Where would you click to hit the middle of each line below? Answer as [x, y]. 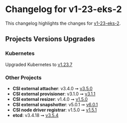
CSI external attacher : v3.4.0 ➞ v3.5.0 [52, 88]
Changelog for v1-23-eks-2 [63, 9]
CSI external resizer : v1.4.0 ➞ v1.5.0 [50, 99]
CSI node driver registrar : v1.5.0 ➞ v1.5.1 [55, 110]
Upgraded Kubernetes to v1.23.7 [39, 65]
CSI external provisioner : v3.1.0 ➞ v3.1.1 [54, 94]
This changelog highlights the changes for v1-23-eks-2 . [63, 23]
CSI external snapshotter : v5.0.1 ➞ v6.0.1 [55, 104]
